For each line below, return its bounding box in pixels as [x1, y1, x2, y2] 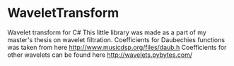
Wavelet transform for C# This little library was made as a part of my [7, 28, 206, 37]
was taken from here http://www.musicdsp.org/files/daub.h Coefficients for [7, 43, 227, 51]
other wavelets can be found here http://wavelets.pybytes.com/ [7, 51, 193, 59]
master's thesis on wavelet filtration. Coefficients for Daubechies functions [7, 35, 225, 44]
